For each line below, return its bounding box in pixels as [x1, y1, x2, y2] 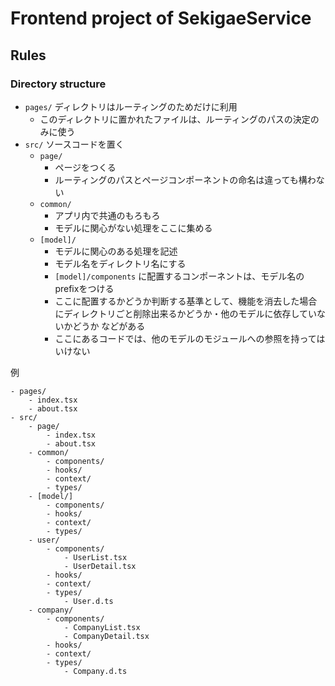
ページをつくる [54, 161, 117, 173]
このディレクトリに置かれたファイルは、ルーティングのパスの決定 [39, 113, 311, 125]
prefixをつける [54, 282, 115, 294]
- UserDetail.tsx [63, 561, 137, 571]
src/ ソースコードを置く [24, 138, 125, 150]
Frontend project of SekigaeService [10, 7, 312, 30]
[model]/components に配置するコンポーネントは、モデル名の [54, 270, 305, 282]
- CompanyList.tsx [63, 622, 141, 632]
